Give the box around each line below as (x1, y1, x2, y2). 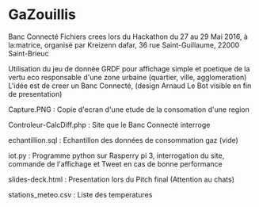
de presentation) (8, 89, 63, 98)
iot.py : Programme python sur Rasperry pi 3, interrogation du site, (8, 151, 225, 160)
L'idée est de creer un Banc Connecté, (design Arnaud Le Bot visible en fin (8, 81, 252, 90)
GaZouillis (8, 6, 77, 24)
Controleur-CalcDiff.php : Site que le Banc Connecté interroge (8, 120, 211, 129)
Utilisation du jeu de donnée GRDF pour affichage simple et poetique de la (8, 63, 250, 73)
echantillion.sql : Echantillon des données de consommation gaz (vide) (8, 135, 239, 144)
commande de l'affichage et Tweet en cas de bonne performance (8, 159, 223, 168)
